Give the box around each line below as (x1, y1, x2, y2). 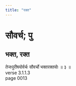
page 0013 (5, 75, 28, 81)
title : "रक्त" (5, 7, 32, 13)
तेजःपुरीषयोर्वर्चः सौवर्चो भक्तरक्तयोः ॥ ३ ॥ (5, 63, 71, 70)
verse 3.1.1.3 (5, 70, 30, 76)
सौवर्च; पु (5, 29, 33, 41)
